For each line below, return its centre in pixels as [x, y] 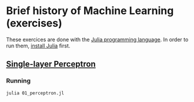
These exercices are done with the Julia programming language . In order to [97, 39]
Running [19, 81]
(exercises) [34, 23]
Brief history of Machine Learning [90, 11]
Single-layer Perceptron [51, 64]
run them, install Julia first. [38, 46]
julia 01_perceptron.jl [35, 93]
